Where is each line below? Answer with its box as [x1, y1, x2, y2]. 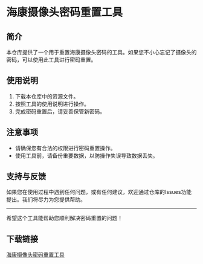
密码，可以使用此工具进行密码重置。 [6, 56, 97, 63]
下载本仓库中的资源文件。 [14, 92, 79, 100]
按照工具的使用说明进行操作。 [14, 100, 89, 108]
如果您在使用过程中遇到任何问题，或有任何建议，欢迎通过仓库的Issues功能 [6, 188, 192, 196]
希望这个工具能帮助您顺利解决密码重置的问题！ [6, 214, 123, 222]
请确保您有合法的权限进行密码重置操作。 [14, 144, 116, 152]
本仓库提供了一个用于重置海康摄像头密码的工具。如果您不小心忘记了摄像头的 [6, 49, 197, 56]
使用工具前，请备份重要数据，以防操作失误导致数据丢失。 [14, 152, 158, 159]
